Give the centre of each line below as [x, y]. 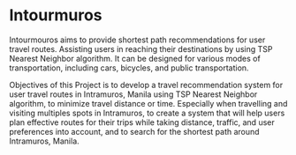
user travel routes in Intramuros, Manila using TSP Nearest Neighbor [133, 94]
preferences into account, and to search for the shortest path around [134, 131]
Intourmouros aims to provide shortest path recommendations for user [137, 40]
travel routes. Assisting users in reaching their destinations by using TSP [141, 48]
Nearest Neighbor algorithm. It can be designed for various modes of [135, 58]
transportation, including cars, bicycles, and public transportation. [129, 68]
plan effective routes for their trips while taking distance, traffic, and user [142, 122]
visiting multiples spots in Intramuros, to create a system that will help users [147, 113]
